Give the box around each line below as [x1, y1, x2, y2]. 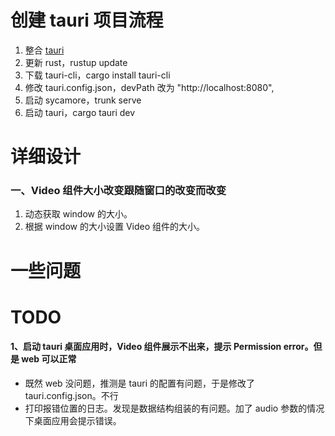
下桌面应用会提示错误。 [24, 415, 122, 426]
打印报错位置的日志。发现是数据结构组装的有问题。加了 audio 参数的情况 [24, 402, 325, 414]
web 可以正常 [21, 353, 77, 365]
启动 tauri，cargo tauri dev [24, 106, 136, 118]
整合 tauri [24, 44, 65, 56]
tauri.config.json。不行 [24, 390, 119, 401]
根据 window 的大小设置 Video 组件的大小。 [24, 221, 206, 233]
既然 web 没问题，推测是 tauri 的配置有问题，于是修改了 [24, 377, 256, 389]
